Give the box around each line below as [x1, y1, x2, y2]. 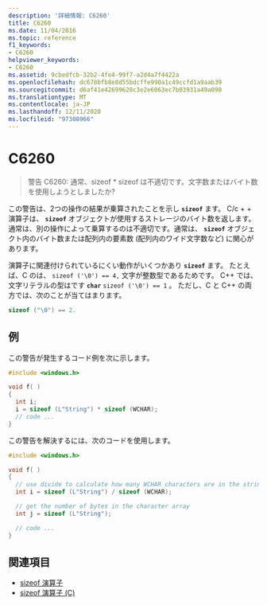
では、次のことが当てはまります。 [14, 290, 126, 299]
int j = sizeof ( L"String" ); [15, 509, 112, 517]
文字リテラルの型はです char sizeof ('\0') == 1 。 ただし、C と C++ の [8, 280, 246, 290]
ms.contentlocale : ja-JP [8, 100, 91, 108]
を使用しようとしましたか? [27, 186, 115, 196]
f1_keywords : [8, 41, 52, 49]
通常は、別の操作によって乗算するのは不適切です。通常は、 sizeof [8, 224, 226, 233]
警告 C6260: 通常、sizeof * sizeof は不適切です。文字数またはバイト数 [27, 177, 258, 186]
